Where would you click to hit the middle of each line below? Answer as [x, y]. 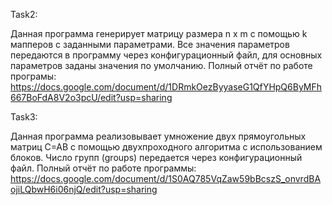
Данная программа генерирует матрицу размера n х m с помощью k [159, 33]
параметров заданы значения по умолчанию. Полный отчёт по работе [161, 65]
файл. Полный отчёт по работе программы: [103, 168]
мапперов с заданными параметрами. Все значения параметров [150, 44]
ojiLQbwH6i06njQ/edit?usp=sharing [84, 189]
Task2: [24, 14]
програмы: [33, 76]
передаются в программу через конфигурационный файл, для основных [166, 55]
